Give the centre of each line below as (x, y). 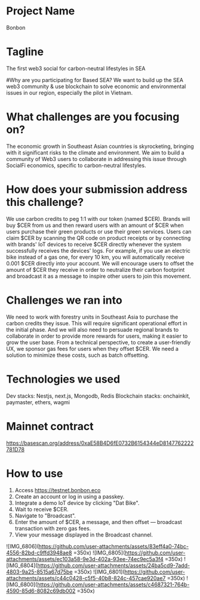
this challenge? (45, 202)
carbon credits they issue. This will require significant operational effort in (97, 323)
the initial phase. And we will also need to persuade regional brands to (93, 329)
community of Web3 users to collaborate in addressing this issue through (96, 159)
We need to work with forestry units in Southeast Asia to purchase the (92, 317)
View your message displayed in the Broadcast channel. (84, 535)
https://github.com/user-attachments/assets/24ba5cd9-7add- (113, 565)
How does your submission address (97, 189)
